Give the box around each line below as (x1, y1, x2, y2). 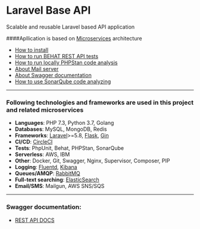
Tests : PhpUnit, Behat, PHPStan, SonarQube (14, 145, 124, 152)
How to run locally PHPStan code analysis (14, 59, 118, 66)
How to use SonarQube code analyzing (14, 78, 111, 85)
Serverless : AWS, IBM (14, 151, 70, 158)
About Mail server (14, 65, 59, 72)
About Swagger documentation (14, 71, 92, 79)
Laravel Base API (6, 4, 91, 17)
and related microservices (6, 105, 84, 114)
